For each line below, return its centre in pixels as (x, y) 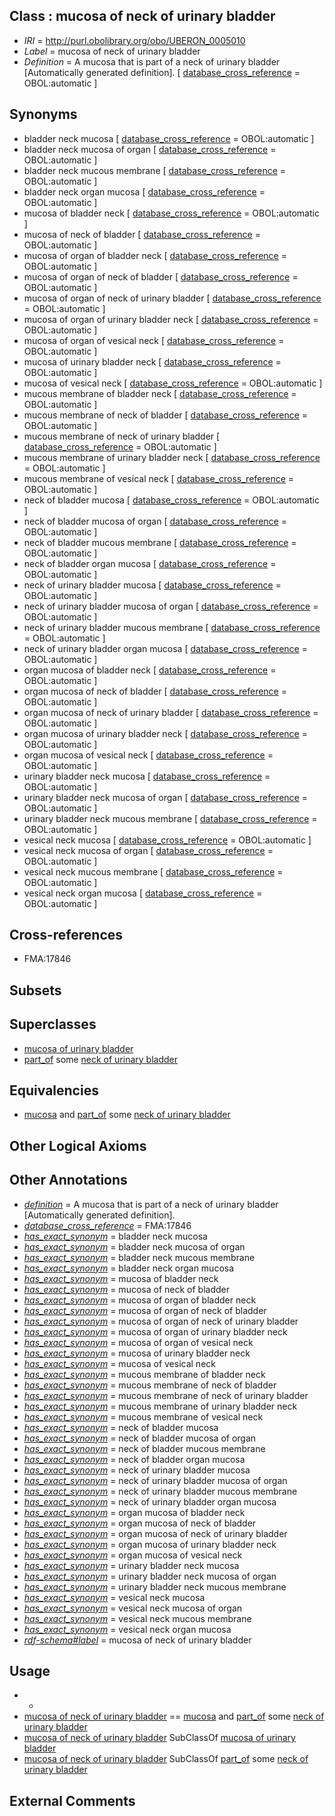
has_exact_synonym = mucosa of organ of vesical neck (138, 1342)
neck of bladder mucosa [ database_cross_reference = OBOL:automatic (171, 500)
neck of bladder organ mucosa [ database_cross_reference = (150, 563)
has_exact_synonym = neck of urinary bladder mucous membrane (160, 1491)
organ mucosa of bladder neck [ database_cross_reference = (150, 670)
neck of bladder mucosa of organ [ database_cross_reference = (155, 521)
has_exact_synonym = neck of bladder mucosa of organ (140, 1438)
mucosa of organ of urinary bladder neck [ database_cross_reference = (171, 319)
